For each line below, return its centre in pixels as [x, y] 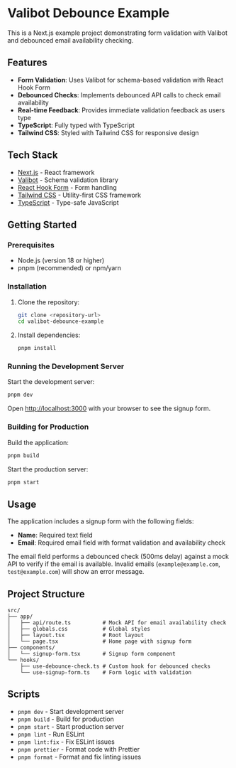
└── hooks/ [23, 660]
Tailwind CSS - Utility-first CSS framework [79, 195]
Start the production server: [48, 469]
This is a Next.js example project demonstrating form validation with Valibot [118, 33]
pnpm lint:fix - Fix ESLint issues [66, 742]
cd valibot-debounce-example [61, 321]
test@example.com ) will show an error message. [76, 572]
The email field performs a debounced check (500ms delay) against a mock [118, 557]
